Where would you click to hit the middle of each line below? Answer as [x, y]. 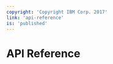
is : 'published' [27, 23]
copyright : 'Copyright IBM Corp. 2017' [57, 12]
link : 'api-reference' [35, 18]
